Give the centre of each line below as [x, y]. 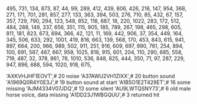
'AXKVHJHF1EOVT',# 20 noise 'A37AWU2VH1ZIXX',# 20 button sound [91, 76]
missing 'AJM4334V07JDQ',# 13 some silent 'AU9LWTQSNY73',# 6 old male [98, 88]
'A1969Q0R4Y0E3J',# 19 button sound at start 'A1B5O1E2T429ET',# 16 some [98, 82]
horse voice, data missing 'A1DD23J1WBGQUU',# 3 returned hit [83, 95]
